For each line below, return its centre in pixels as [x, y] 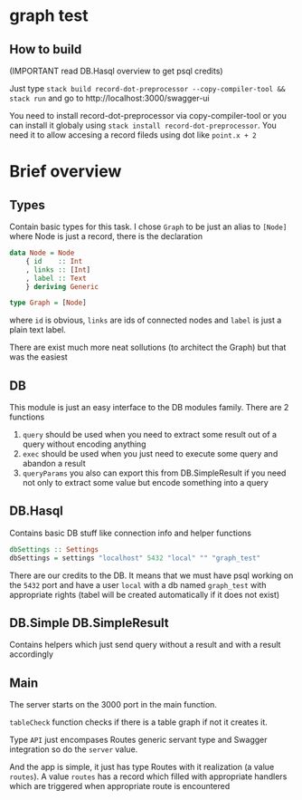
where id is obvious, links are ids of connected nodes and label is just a [146, 320]
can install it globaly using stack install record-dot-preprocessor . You [143, 125]
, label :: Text [57, 278]
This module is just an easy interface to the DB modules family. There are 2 [149, 408]
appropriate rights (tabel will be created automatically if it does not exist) [145, 594]
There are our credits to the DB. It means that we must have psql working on [151, 575]
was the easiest [38, 357]
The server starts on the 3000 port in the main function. [113, 705]
